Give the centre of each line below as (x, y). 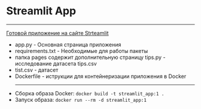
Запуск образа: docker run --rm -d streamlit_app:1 (80, 99)
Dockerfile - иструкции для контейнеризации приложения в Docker (100, 76)
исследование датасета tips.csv (56, 63)
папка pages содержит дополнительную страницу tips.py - (90, 57)
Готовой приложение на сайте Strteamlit (57, 33)
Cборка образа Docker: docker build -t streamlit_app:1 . (89, 93)
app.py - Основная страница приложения (68, 44)
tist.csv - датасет (36, 70)
